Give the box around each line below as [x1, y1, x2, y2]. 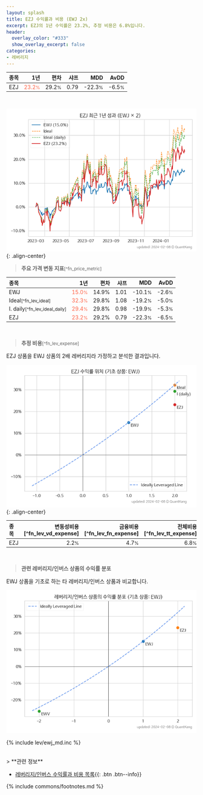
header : [6, 29, 26, 35]
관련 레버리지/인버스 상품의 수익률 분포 [21, 565, 112, 572]
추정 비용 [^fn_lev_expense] [21, 340, 80, 347]
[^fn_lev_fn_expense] [84, 530, 139, 537]
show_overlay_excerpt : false [11, 42, 85, 48]
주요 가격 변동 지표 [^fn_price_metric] [21, 265, 102, 272]
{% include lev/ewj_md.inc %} [6, 739, 81, 746]
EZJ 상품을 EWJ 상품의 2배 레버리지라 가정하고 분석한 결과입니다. [6, 352, 161, 359]
